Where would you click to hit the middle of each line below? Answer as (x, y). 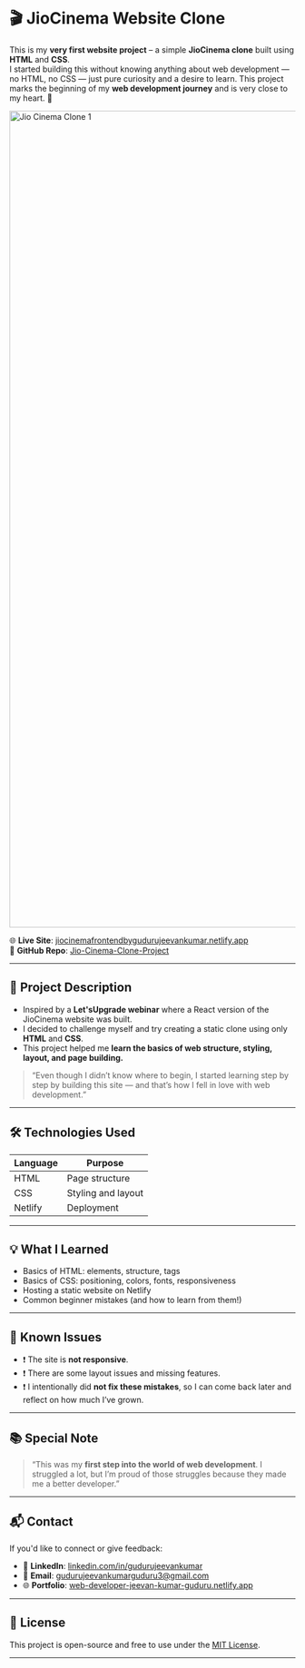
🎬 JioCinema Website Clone (117, 19)
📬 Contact (41, 1522)
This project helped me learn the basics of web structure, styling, (147, 1048)
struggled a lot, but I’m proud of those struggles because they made (159, 1474)
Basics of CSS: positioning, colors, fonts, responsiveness (129, 1280)
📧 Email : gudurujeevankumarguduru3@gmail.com (116, 1575)
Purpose (105, 1163)
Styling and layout (105, 1192)
